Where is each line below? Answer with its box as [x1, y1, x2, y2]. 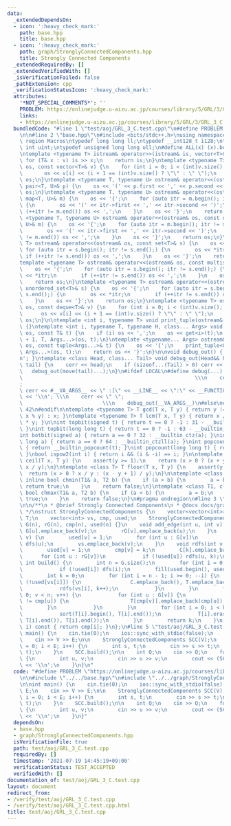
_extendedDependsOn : [13, 16, 72, 23]
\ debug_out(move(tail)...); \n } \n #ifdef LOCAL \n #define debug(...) [19, 368, 223, 375]
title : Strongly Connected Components [19, 55, 131, 62]
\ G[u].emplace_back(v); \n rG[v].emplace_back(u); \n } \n [19, 527, 217, 535]
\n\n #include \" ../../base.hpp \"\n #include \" [19, 674, 155, 681]
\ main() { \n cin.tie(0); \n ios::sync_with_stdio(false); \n [19, 629, 214, 636]
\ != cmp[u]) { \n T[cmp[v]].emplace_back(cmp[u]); [19, 598, 226, 605]
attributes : [13, 93, 48, 100]
